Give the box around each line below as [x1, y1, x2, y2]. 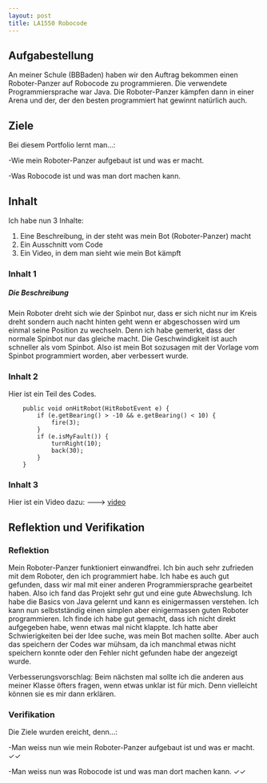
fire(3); [50, 418, 81, 427]
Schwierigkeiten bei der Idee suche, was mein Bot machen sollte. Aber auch [8, 631, 259, 641]
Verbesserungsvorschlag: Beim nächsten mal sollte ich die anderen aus [8, 672, 244, 682]
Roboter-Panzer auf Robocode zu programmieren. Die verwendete [8, 79, 228, 88]
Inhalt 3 [8, 479, 38, 490]
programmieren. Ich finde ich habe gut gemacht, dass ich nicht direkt [8, 614, 236, 624]
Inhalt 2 [8, 370, 38, 381]
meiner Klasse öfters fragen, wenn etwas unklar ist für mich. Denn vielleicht [8, 680, 257, 690]
